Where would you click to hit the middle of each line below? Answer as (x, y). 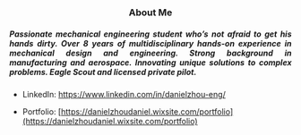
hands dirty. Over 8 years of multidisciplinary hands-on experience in (150, 43)
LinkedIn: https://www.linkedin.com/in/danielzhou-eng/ (124, 94)
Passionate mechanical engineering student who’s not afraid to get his (150, 34)
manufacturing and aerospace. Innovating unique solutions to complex (150, 62)
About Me (150, 13)
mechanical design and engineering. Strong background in (150, 53)
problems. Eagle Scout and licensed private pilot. (103, 72)
